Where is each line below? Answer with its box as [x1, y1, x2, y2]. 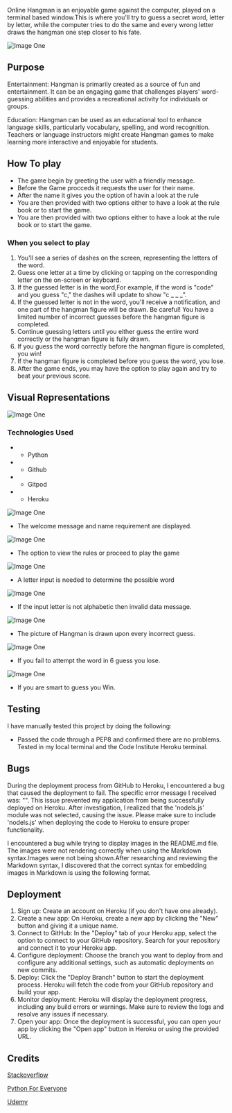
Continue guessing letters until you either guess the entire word [17, 327, 199, 335]
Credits [7, 1052, 40, 1064]
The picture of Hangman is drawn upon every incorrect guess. [17, 630, 195, 638]
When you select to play [7, 237, 90, 247]
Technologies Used [7, 427, 74, 437]
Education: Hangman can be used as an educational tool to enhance [7, 115, 202, 124]
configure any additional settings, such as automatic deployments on [17, 958, 215, 967]
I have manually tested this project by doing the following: [7, 721, 172, 730]
